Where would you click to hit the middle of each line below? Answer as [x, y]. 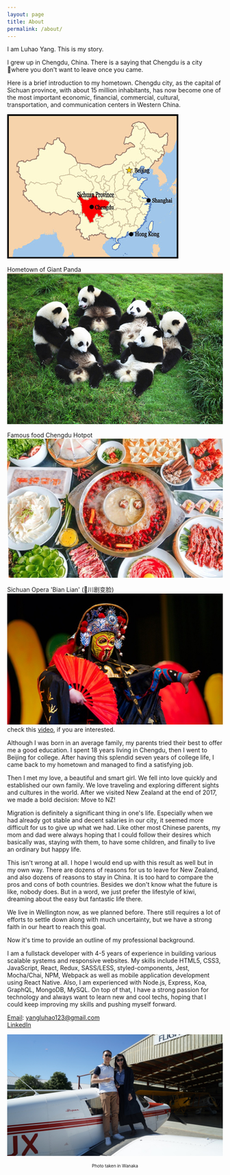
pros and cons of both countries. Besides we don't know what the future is [112, 884]
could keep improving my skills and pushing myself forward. [92, 1004]
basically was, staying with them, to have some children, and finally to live [111, 842]
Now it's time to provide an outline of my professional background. [101, 940]
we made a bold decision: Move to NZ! [61, 800]
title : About [26, 22]
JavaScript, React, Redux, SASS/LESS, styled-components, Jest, [99, 968]
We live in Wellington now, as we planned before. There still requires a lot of [114, 912]
